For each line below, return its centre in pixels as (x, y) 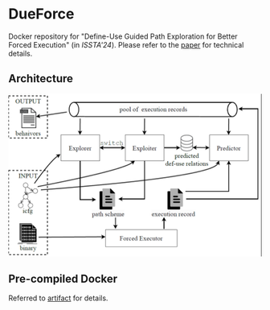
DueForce (41, 14)
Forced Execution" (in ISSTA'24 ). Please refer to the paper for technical (126, 44)
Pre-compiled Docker (63, 279)
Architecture (41, 79)
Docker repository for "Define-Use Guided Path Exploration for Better (123, 36)
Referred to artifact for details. (58, 298)
